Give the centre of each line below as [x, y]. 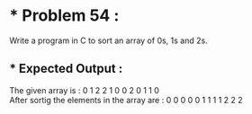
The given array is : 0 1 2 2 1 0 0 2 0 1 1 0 [84, 90]
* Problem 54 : [64, 16]
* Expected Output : [66, 69]
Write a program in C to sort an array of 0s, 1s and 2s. [109, 40]
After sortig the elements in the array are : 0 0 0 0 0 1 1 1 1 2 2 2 [126, 100]
